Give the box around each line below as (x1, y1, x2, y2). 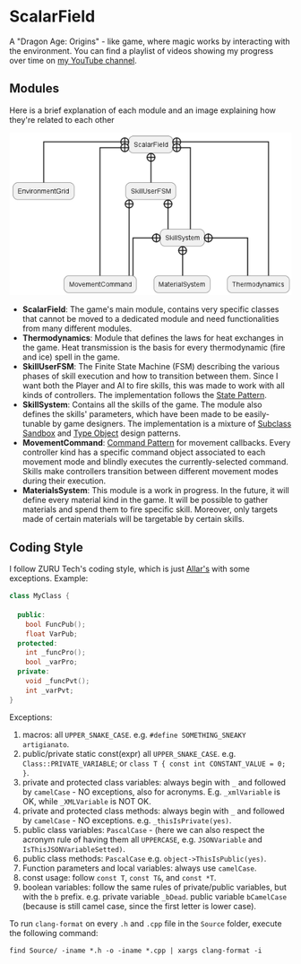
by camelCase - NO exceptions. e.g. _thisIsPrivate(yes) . (21, 814, 232, 826)
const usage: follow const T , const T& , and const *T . (21, 872, 217, 882)
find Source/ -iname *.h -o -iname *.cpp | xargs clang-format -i (9, 946, 262, 955)
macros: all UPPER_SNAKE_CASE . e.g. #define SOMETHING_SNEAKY (21, 729, 246, 740)
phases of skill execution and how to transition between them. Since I (21, 370, 279, 382)
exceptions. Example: (9, 573, 89, 584)
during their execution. (21, 475, 107, 486)
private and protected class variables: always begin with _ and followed (21, 777, 287, 787)
